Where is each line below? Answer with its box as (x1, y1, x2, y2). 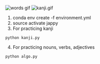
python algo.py (5, 54, 38, 59)
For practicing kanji (12, 25, 54, 31)
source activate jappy (12, 20, 59, 26)
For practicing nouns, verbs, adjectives (12, 44, 95, 50)
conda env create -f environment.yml (12, 15, 91, 20)
